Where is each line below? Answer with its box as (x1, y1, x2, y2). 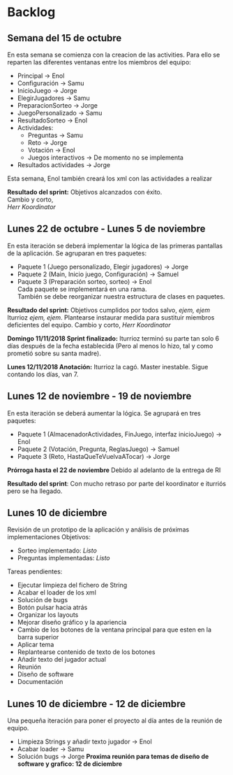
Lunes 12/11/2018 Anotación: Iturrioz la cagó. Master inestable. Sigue (7, 362, 209, 371)
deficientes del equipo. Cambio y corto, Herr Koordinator (7, 320, 171, 329)
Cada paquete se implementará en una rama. (17, 285, 147, 293)
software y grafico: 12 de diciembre (17, 760, 123, 768)
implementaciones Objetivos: (7, 533, 91, 541)
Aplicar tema (17, 641, 54, 649)
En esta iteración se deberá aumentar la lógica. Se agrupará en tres (7, 408, 201, 417)
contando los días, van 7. (7, 370, 79, 378)
